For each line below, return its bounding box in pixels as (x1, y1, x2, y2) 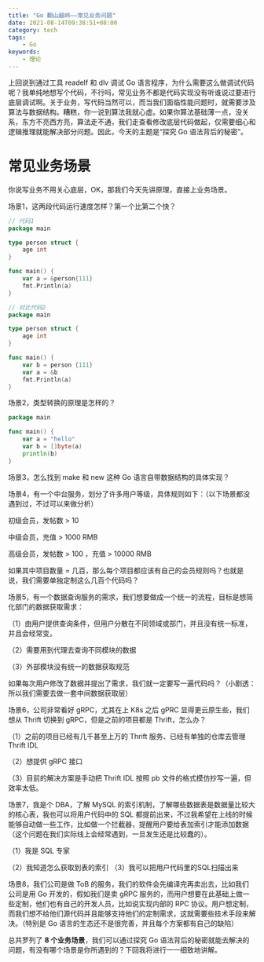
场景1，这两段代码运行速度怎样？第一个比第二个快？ (8, 201, 177, 210)
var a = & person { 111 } (22, 275, 93, 283)
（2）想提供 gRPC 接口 (8, 756, 83, 766)
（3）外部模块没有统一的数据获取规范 (8, 661, 130, 671)
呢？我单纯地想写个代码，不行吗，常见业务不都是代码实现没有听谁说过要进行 (8, 87, 256, 97)
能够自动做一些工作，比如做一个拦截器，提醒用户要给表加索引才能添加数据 (8, 819, 249, 828)
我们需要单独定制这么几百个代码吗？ (21, 575, 139, 585)
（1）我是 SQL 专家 (8, 846, 71, 855)
